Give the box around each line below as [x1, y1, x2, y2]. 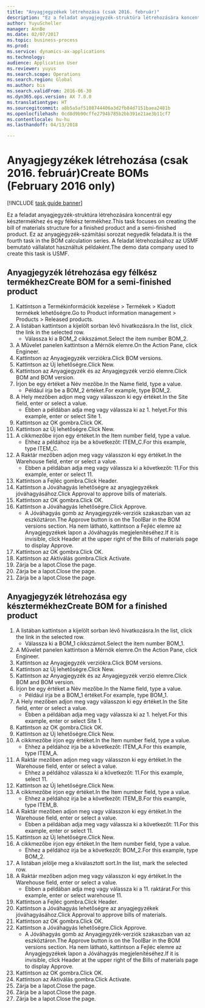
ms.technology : [7, 54, 46, 60]
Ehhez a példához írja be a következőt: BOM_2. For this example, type [24, 846, 198, 854]
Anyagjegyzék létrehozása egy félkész [7, 268, 158, 278]
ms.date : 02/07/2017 [7, 32, 60, 38]
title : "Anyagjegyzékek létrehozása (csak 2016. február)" [7, 9, 160, 15]
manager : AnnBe [7, 26, 46, 32]
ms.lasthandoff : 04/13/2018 [7, 122, 78, 128]
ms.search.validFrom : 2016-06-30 [7, 88, 92, 94]
